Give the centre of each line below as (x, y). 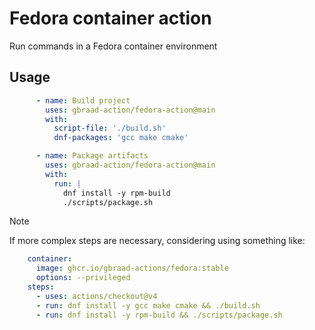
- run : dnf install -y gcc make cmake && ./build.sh (148, 305)
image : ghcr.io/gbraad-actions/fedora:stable (132, 268)
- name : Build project (83, 100)
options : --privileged (83, 278)
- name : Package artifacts (92, 156)
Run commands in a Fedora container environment (113, 46)
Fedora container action (110, 18)
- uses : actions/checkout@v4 (96, 296)
